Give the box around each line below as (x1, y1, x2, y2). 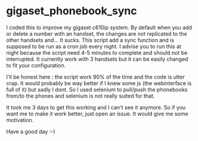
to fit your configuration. (6, 61, 66, 69)
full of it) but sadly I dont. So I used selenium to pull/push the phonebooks (6, 86, 188, 93)
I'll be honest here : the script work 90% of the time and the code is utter (6, 73, 185, 80)
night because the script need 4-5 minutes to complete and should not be (6, 49, 188, 56)
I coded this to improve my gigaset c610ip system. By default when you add (6, 24, 192, 31)
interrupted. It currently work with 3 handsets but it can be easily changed (6, 55, 188, 62)
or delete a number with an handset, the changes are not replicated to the (6, 30, 187, 37)
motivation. (6, 116, 34, 123)
